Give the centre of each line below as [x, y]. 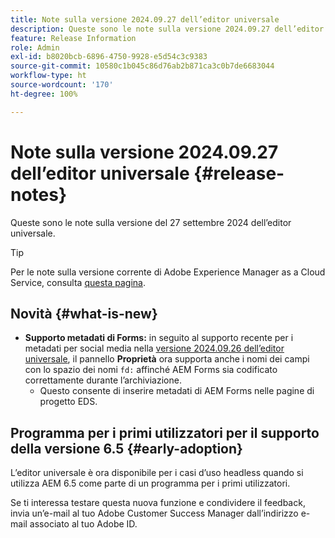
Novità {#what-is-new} [84, 313]
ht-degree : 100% [44, 94]
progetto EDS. [68, 402]
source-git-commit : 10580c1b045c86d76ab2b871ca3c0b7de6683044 [142, 66]
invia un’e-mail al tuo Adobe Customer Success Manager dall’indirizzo [154, 513]
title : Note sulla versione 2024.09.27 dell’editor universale [145, 19]
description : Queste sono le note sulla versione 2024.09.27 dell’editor [167, 29]
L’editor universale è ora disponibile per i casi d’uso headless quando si [157, 473]
